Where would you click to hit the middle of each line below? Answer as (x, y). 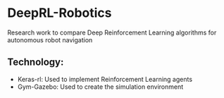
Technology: (36, 62)
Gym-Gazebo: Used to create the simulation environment (100, 87)
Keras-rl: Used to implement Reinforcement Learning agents (105, 79)
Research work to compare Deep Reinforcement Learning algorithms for (112, 32)
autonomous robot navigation (50, 39)
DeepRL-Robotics (60, 13)
